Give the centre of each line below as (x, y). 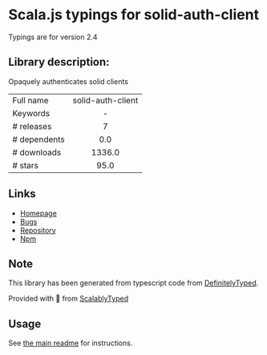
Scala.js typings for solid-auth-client (133, 15)
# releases (32, 126)
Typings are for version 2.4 (53, 37)
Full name (31, 100)
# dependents (39, 139)
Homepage (38, 213)
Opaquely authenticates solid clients (69, 81)
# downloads (37, 152)
